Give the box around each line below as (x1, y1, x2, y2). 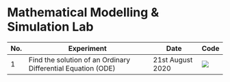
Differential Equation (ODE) (28, 63, 116, 73)
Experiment (68, 43, 107, 53)
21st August (153, 55, 193, 64)
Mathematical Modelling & (7, 5, 159, 20)
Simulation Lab (7, 19, 94, 35)
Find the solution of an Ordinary (28, 55, 131, 64)
